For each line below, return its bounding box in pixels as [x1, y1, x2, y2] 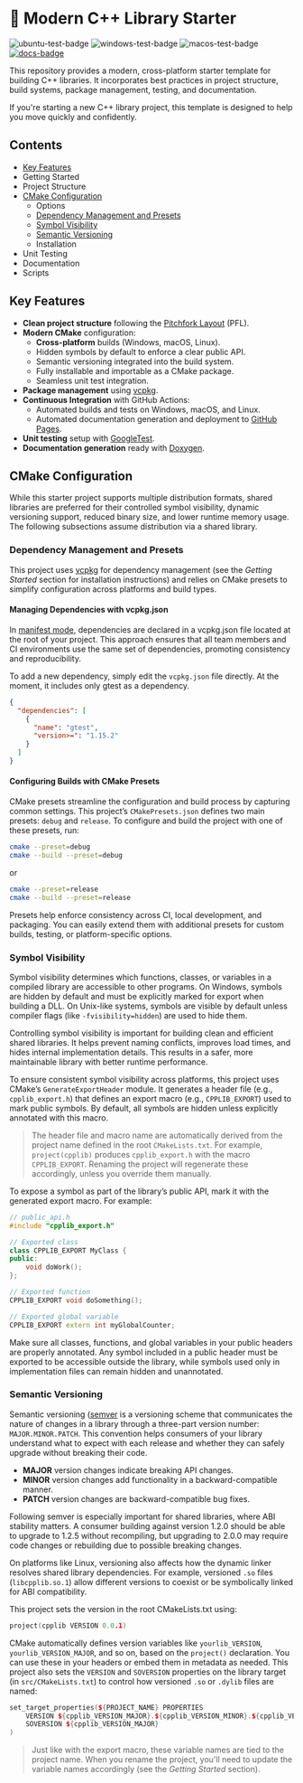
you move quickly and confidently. [9, 111, 137, 122]
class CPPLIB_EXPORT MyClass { [9, 1246, 127, 1255]
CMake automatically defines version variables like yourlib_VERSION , [9, 1638, 263, 1648]
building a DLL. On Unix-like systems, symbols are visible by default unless [9, 1000, 289, 1011]
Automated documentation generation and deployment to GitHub [35, 413, 278, 424]
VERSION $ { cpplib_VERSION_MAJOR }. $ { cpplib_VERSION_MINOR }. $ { [25, 1712, 260, 1721]
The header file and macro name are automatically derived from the [31, 1130, 283, 1140]
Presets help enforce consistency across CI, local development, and [9, 909, 262, 920]
